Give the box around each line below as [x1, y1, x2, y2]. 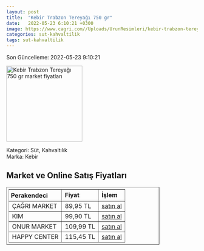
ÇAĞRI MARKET [12, 201, 58, 210]
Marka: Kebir [6, 153, 38, 160]
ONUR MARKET [12, 222, 57, 230]
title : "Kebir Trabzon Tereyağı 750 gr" [6, 15, 113, 21]
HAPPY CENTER [12, 232, 59, 241]
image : [6, 25, 23, 32]
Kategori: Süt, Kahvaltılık [6, 147, 68, 153]
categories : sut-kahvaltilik [6, 32, 80, 38]
